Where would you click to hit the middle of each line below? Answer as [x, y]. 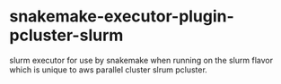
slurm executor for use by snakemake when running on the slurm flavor [141, 60]
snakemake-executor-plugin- [122, 17]
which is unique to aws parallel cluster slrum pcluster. [109, 70]
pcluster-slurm [66, 35]
